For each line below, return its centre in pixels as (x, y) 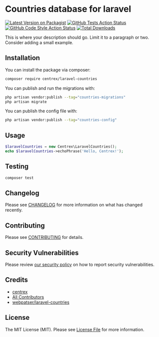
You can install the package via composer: (48, 70)
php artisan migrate (26, 102)
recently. (14, 210)
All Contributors (28, 297)
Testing (17, 167)
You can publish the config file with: (41, 111)
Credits (17, 280)
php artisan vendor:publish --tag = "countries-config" (61, 120)
